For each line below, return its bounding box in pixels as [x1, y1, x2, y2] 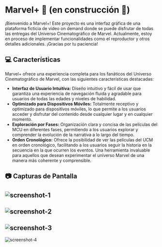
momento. [12, 116, 33, 122]
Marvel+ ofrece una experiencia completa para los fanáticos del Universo [5, 71, 151, 77]
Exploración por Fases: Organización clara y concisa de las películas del [12, 121, 158, 127]
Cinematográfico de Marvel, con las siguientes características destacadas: [5, 76, 154, 82]
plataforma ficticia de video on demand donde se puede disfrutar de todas [5, 25, 154, 31]
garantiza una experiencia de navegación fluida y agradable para [12, 91, 142, 96]
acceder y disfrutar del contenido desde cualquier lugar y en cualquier [12, 111, 153, 117]
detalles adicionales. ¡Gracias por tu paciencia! [5, 41, 98, 46]
